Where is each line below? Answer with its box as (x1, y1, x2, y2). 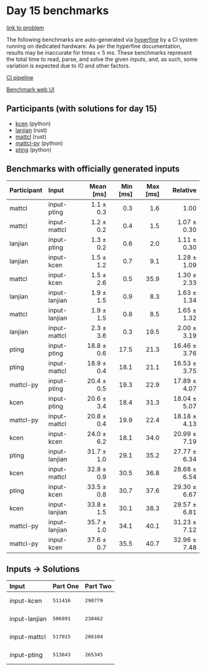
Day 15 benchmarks (6, 4, 109, 18)
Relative (172, 185, 197, 194)
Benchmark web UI (6, 85, 55, 93)
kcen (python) (15, 120, 51, 127)
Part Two (85, 582, 112, 591)
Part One (52, 582, 79, 591)
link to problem (6, 24, 44, 31)
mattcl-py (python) (15, 139, 63, 147)
